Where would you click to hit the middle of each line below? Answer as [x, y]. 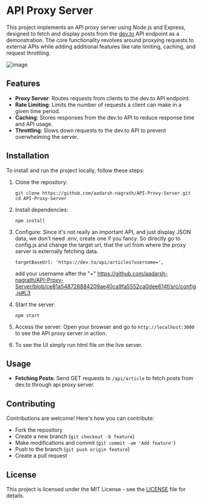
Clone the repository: [41, 182]
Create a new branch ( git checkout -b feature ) [75, 436]
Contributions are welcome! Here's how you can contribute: [80, 418]
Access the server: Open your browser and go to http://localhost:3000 [105, 326]
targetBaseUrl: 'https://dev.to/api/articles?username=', [89, 262]
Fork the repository [39, 430]
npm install [30, 221]
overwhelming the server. [46, 137]
